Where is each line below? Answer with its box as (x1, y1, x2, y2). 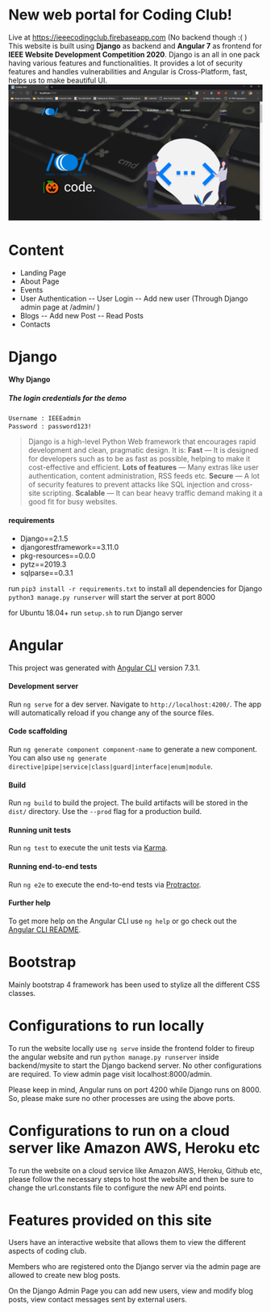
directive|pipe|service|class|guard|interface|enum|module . (8, 761, 213, 771)
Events (19, 285, 44, 294)
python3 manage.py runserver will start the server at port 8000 (8, 592, 216, 601)
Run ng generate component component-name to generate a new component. (8, 744, 258, 753)
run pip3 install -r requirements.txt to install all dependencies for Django (8, 584, 263, 593)
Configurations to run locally (8, 1016, 205, 1035)
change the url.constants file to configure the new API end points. (8, 1183, 227, 1192)
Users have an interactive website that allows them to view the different (8, 1238, 246, 1247)
